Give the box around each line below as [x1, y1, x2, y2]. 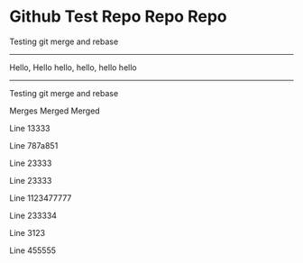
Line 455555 [9, 245, 57, 256]
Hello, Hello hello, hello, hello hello [9, 61, 137, 73]
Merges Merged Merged [9, 105, 101, 116]
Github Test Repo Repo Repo [9, 6, 227, 27]
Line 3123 [9, 227, 46, 238]
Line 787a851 [9, 140, 59, 150]
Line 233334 [9, 210, 57, 221]
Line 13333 [9, 122, 50, 133]
